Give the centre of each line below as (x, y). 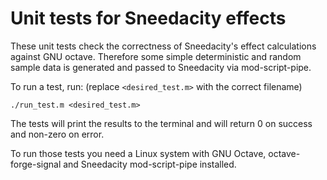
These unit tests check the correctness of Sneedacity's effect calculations (163, 46)
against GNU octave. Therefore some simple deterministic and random (156, 56)
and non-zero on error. (57, 134)
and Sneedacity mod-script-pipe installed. (150, 164)
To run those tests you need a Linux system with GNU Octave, (138, 153)
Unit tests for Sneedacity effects (148, 18)
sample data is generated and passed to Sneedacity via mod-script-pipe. (161, 67)
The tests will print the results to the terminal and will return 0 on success (161, 123)
